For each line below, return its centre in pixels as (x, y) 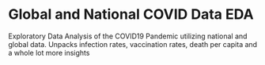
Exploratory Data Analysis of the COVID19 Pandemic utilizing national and (128, 36)
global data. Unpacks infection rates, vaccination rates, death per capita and (133, 44)
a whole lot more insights (49, 52)
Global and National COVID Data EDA (131, 14)
